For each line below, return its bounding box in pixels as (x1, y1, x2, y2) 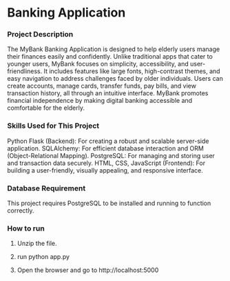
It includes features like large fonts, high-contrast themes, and (43, 67, 220, 75)
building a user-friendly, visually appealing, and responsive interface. (7, 166, 203, 174)
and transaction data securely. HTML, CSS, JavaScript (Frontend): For (7, 159, 205, 167)
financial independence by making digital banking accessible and (7, 97, 193, 105)
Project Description (7, 30, 74, 39)
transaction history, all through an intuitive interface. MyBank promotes (7, 89, 209, 97)
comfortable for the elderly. (7, 104, 85, 112)
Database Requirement (7, 183, 86, 193)
